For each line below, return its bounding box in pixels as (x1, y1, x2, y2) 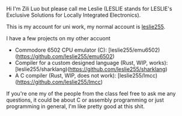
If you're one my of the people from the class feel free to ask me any (6, 90, 176, 97)
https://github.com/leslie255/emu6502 (17, 53, 113, 60)
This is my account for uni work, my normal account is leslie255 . (6, 23, 166, 30)
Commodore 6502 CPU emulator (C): (14, 46, 107, 53)
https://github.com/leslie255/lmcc (17, 78, 101, 85)
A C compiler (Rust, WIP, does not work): (14, 72, 117, 79)
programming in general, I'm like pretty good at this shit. (6, 103, 145, 110)
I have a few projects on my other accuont (6, 35, 111, 41)
